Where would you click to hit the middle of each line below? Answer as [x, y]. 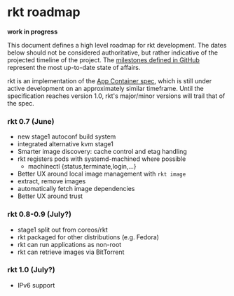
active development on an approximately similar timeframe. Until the [106, 88]
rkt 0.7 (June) [31, 121]
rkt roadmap [44, 12]
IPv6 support [36, 285]
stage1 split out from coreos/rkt [63, 230]
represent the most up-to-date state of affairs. [74, 67]
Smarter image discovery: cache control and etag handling [102, 152]
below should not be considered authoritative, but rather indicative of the [113, 52]
